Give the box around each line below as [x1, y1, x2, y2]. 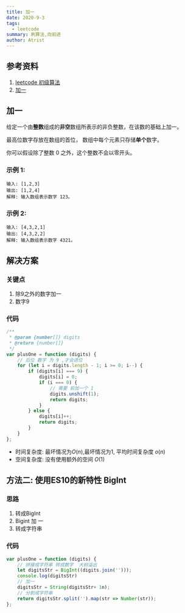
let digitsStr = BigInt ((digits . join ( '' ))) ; [17, 567, 132, 573]
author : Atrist [6, 37, 45, 43]
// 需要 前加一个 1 [49, 385, 94, 391]
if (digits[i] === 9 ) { [28, 368, 88, 374]
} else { [28, 408, 51, 414]
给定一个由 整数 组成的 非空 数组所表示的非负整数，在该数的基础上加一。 [6, 123, 183, 130]
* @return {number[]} [9, 340, 64, 346]
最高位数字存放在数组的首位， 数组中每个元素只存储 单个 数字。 [6, 136, 162, 143]
